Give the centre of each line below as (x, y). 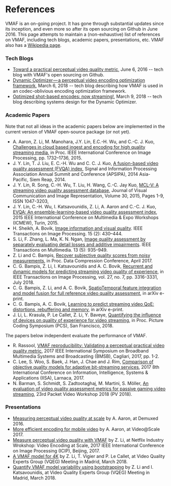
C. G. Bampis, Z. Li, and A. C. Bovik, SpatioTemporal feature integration (87, 288)
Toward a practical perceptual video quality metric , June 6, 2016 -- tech (88, 69)
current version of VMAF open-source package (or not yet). (68, 131)
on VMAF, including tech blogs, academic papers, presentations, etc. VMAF (85, 40)
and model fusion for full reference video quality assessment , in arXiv (85, 293)
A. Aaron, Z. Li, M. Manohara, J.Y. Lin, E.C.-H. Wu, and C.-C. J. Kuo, (83, 142)
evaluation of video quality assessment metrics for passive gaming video (89, 389)
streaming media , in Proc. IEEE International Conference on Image (82, 152)
